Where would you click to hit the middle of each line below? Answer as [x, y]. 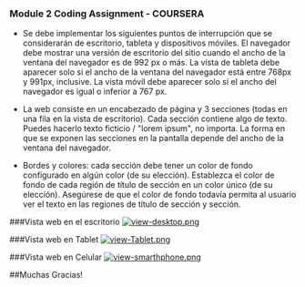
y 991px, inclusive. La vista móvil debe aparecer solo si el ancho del [150, 82]
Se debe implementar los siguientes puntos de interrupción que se [147, 34]
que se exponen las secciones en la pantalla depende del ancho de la [153, 138]
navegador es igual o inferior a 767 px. [95, 92]
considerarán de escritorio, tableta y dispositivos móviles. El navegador [157, 43]
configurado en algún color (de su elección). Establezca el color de [148, 175]
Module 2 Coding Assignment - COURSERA [107, 14]
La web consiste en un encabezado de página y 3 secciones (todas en [155, 109]
